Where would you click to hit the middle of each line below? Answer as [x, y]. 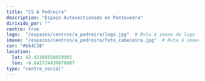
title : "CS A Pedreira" [37, 12]
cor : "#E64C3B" [26, 46]
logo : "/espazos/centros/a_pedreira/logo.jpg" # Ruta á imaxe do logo [101, 35]
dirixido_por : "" [28, 23]
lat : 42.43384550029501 [42, 57]
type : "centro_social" [35, 69]
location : [19, 52]
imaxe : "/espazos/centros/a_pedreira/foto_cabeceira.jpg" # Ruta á [95, 40]
